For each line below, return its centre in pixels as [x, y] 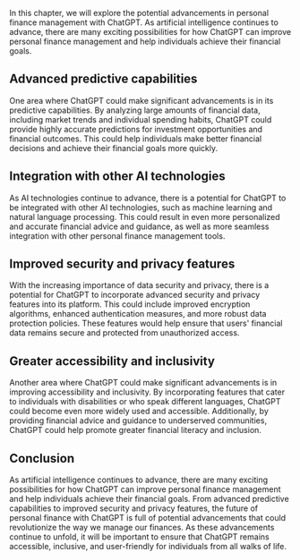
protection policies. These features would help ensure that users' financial [146, 323]
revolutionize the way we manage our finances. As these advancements [142, 528]
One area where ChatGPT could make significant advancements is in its [141, 100]
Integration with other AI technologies [117, 177]
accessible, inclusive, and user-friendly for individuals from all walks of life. [148, 547]
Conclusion [42, 458]
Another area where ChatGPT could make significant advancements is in [143, 383]
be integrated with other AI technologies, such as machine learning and [141, 207]
